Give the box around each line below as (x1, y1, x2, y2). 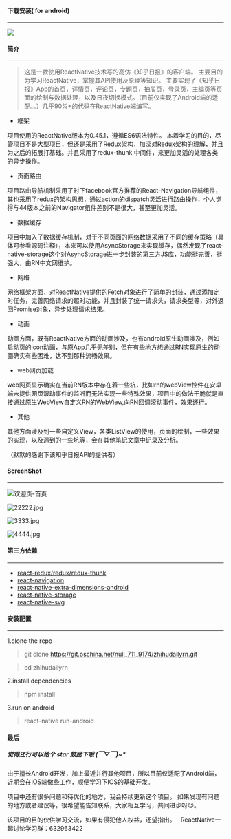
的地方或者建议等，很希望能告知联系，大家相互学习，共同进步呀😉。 (7, 800, 201, 809)
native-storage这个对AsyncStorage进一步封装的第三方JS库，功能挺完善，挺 (7, 250, 223, 258)
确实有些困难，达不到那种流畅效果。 (12, 352, 115, 360)
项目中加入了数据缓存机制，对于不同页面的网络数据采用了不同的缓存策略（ (7, 233, 218, 241)
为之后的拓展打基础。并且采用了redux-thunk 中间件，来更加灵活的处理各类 (7, 149, 219, 157)
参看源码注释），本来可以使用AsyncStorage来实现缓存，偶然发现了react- (19, 242, 224, 250)
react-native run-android (23, 716, 94, 725)
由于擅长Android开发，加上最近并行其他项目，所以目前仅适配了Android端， (7, 769, 221, 777)
